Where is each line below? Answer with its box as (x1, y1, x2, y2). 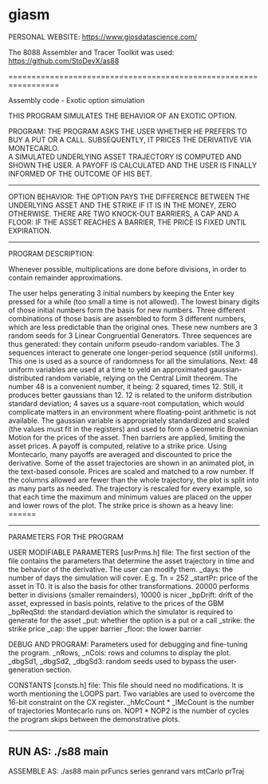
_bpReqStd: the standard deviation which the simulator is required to (8, 607, 234, 616)
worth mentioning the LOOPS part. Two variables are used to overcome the (8, 689, 255, 698)
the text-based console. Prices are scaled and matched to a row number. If (8, 466, 254, 476)
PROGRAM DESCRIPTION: (8, 249, 94, 258)
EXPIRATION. (8, 225, 52, 235)
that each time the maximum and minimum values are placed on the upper (8, 491, 253, 501)
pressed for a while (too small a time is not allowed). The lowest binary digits (8, 296, 260, 306)
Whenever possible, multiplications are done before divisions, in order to (8, 264, 247, 273)
